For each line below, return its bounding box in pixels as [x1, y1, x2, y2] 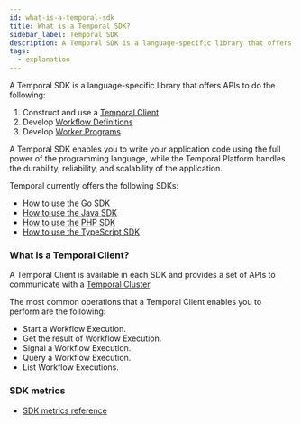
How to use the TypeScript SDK [22, 226, 141, 237]
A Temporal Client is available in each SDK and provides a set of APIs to [9, 270, 277, 281]
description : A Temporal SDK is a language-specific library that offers [9, 38, 293, 48]
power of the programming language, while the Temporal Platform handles [9, 153, 286, 163]
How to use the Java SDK [22, 207, 117, 217]
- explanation [17, 55, 70, 64]
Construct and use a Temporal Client [22, 107, 160, 117]
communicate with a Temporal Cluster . [9, 279, 152, 290]
